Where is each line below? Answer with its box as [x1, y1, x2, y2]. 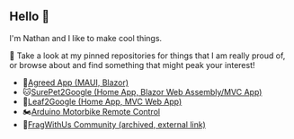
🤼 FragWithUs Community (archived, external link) [22, 118, 207, 130]
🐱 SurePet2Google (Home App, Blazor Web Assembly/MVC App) [22, 86, 263, 97]
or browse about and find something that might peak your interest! [9, 59, 255, 70]
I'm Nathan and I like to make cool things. [9, 32, 163, 43]
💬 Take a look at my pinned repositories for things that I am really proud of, [9, 50, 286, 61]
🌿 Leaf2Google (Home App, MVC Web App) [22, 96, 183, 107]
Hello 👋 [9, 9, 50, 24]
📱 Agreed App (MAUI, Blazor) [22, 77, 129, 88]
